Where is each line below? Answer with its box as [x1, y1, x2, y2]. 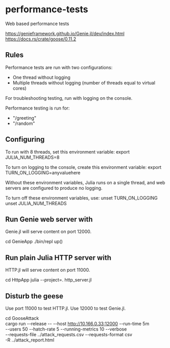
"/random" [12, 120, 35, 126]
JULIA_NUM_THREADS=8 [5, 154, 60, 160]
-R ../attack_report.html [5, 337, 55, 343]
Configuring [5, 135, 45, 144]
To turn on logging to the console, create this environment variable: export [5, 164, 162, 170]
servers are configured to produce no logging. [5, 185, 103, 191]
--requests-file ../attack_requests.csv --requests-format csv [5, 332, 133, 337]
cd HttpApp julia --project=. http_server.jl [5, 277, 92, 283]
